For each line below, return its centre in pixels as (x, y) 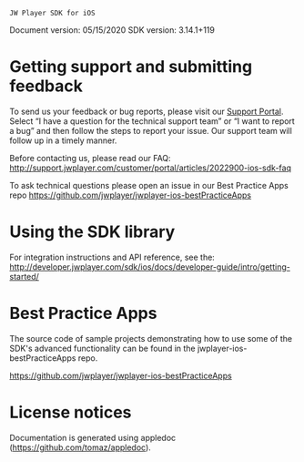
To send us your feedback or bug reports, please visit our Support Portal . (147, 111)
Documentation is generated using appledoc (93, 437)
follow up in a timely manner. (63, 140)
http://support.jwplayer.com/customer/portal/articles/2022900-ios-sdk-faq (150, 168)
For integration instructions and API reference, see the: (112, 257)
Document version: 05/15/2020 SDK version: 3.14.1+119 (112, 30)
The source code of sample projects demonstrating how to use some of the (151, 338)
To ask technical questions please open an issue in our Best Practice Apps (149, 185)
